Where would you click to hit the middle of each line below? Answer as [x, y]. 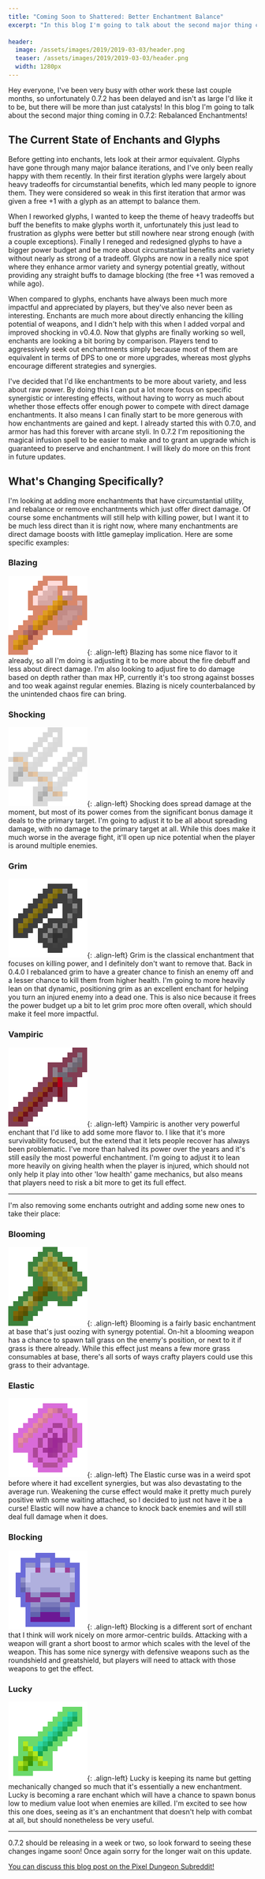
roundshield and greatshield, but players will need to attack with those [122, 1660]
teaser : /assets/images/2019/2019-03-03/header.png [102, 58]
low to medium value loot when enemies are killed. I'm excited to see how [128, 1803]
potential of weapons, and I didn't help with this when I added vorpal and [127, 324]
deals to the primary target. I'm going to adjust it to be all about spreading [128, 820]
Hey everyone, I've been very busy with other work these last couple [120, 90]
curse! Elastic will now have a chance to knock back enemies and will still [127, 1509]
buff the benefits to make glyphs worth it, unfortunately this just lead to [123, 224]
